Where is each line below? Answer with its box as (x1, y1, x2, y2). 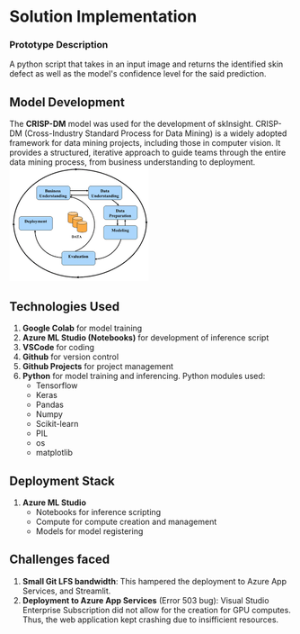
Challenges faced (9, 552, 110, 567)
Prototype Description (9, 39, 109, 51)
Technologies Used (9, 299, 119, 314)
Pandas (35, 399, 65, 411)
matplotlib (35, 448, 74, 458)
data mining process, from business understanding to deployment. (9, 157, 256, 168)
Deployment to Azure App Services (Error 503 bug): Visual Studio (22, 594, 269, 605)
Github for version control (22, 351, 119, 362)
